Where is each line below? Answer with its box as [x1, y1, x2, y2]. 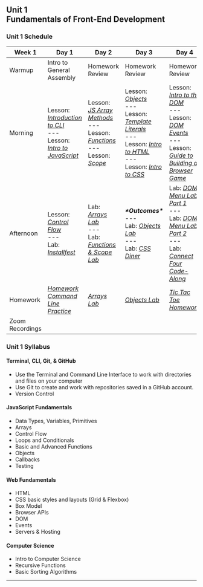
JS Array [88, 106, 113, 114]
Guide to [169, 151, 193, 160]
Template [124, 117, 152, 126]
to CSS [124, 170, 145, 178]
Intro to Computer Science [14, 556, 82, 563]
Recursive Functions [14, 562, 66, 569]
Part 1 [169, 199, 187, 207]
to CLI [47, 121, 65, 129]
